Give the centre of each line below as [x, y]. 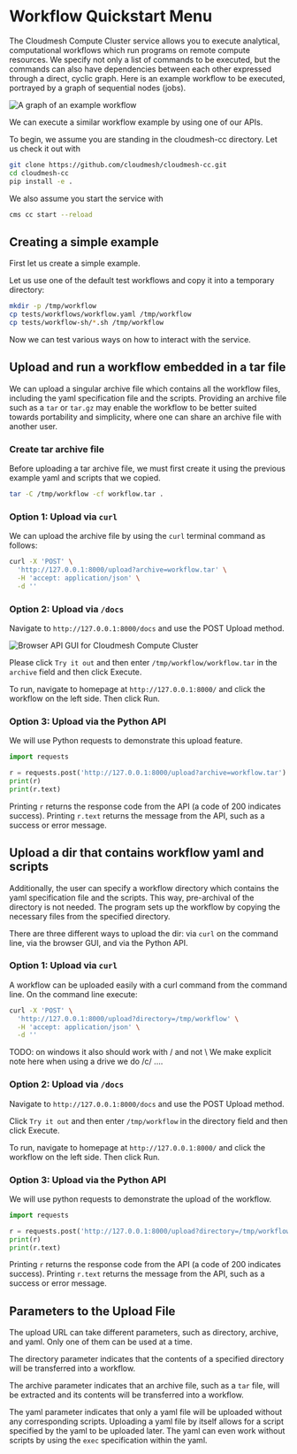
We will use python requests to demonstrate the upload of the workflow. [141, 1199]
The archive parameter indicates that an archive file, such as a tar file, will [145, 1386]
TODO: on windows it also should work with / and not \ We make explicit [141, 1052]
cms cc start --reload [51, 214]
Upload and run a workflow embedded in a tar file [148, 368]
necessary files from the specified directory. [90, 916]
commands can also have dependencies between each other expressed [141, 69]
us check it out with [45, 149]
